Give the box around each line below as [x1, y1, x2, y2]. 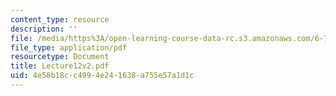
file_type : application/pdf [10, 42, 128, 53]
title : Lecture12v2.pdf [10, 61, 110, 71]
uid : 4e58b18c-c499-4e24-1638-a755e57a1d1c [10, 71, 195, 81]
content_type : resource [10, 14, 110, 25]
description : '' [10, 24, 78, 34]
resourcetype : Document [10, 52, 110, 62]
